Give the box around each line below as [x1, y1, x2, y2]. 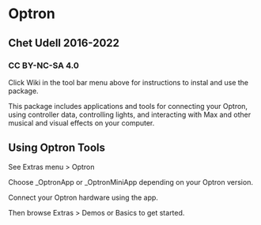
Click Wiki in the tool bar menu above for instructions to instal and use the [8, 77, 249, 87]
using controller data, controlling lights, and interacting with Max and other [8, 110, 252, 119]
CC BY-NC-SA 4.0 [8, 60, 79, 71]
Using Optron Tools [8, 141, 105, 155]
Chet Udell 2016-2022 [8, 36, 120, 50]
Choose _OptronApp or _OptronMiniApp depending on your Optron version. [8, 177, 253, 186]
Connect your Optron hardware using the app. [8, 193, 158, 202]
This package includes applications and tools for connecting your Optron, [8, 101, 248, 111]
